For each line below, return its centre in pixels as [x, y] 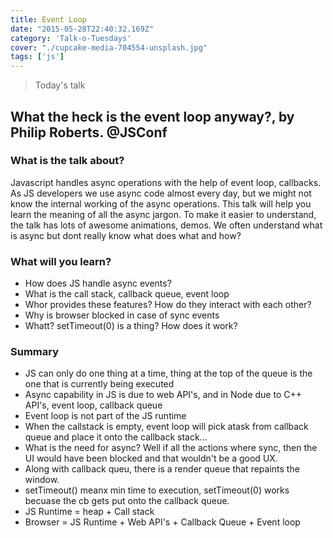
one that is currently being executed [99, 384]
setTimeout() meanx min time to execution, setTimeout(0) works [157, 490]
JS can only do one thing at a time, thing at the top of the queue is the [168, 373]
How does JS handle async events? [98, 283]
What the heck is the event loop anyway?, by [152, 116]
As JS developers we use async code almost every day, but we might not [161, 193]
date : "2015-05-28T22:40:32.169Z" [82, 29]
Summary [35, 352]
